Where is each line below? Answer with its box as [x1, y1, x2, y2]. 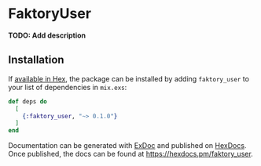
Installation [8, 53, 64, 67]
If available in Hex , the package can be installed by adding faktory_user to [8, 74, 250, 83]
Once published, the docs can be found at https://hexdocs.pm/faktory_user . [8, 150, 253, 159]
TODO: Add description [8, 31, 86, 40]
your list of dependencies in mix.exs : [8, 82, 127, 92]
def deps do [8, 97, 47, 106]
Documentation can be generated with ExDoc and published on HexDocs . [8, 141, 247, 150]
